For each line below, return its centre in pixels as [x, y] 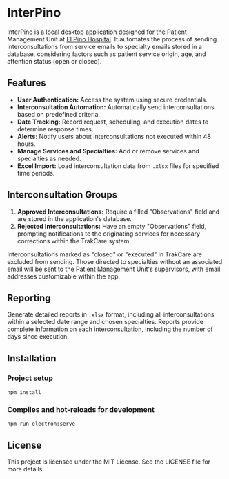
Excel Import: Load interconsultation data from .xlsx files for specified [118, 166]
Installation [32, 358]
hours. [26, 144]
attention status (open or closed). [54, 61]
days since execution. [38, 337]
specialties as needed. [49, 158]
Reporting [29, 298]
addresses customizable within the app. [64, 276]
